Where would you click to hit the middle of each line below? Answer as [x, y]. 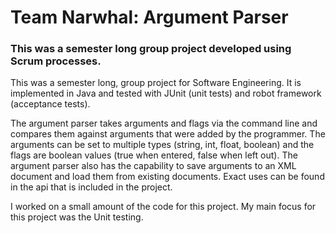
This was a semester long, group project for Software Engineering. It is [156, 83]
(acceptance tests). [50, 104]
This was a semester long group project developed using [151, 49]
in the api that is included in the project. [91, 187]
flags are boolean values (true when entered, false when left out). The [154, 155]
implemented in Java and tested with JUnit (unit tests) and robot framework [166, 93]
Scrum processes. [56, 61]
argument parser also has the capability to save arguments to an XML [153, 166]
